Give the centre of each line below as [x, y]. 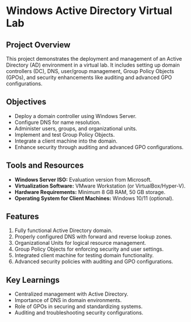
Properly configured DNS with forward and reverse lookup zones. [93, 237]
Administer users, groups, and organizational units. [76, 128]
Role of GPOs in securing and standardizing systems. [79, 307]
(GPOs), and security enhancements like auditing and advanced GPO [89, 77]
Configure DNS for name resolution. [58, 122]
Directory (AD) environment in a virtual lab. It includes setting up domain [93, 65]
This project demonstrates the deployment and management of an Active [94, 59]
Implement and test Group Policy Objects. [65, 134]
